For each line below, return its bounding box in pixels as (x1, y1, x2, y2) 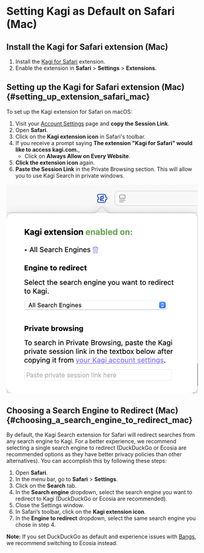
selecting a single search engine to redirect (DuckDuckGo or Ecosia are (6, 444, 187, 451)
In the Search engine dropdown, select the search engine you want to (15, 488, 193, 495)
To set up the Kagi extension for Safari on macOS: (6, 108, 133, 115)
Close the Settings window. (15, 501, 85, 509)
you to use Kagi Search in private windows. (15, 171, 125, 179)
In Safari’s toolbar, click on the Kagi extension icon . (15, 508, 146, 515)
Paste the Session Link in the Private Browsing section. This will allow (15, 165, 192, 173)
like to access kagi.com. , (15, 146, 80, 153)
